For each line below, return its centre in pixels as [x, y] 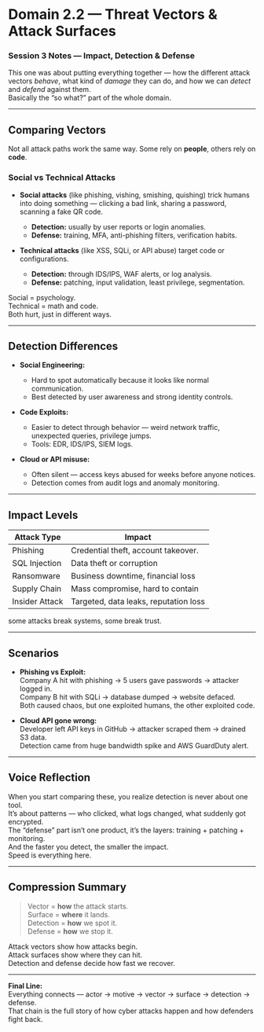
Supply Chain [37, 589]
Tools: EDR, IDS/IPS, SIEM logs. [82, 444]
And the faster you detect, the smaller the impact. [88, 847]
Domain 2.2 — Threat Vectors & [113, 15]
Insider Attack [38, 601]
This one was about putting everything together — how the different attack [129, 73]
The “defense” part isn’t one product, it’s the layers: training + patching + [126, 830]
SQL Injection [37, 564]
